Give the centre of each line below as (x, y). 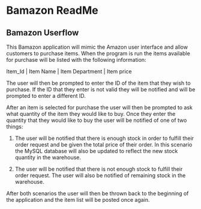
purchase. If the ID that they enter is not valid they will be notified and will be (101, 89)
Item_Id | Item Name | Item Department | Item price (69, 71)
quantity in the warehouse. (48, 157)
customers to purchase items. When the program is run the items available (98, 53)
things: (15, 126)
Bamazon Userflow (43, 33)
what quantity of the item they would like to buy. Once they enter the (91, 114)
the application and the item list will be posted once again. (78, 200)
